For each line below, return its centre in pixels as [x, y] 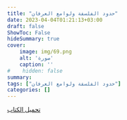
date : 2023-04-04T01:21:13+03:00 [55, 20]
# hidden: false [35, 71]
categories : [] [29, 90]
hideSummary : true [33, 39]
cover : [16, 45]
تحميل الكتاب [24, 110]
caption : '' [36, 64]
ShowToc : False [29, 33]
